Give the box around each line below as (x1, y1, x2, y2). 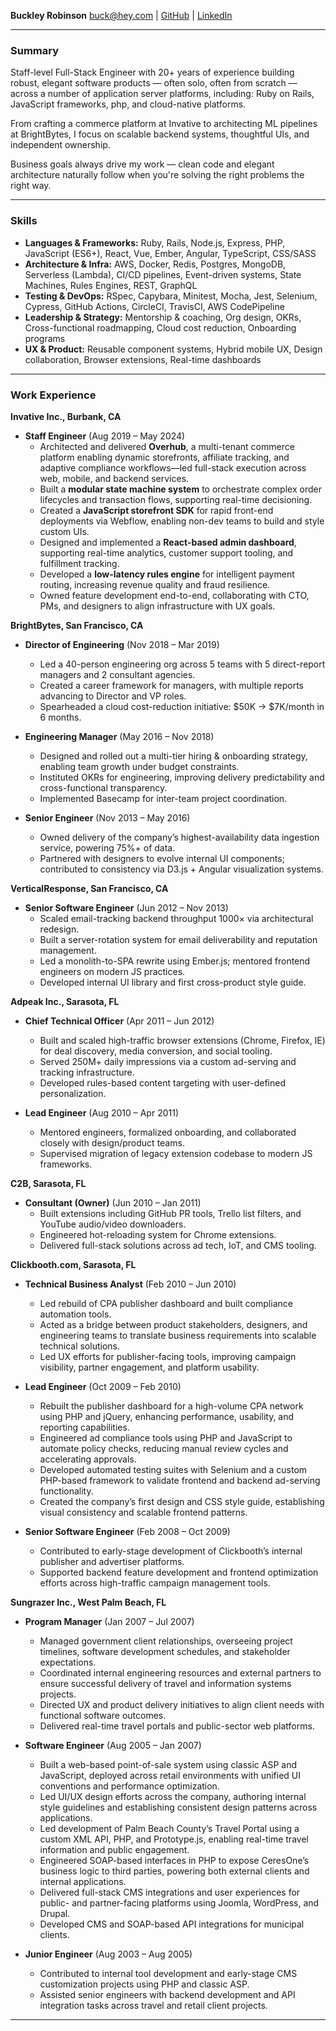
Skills (10, 214, 38, 228)
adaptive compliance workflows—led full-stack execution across (39, 461, 307, 474)
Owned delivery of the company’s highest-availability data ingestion (39, 831, 320, 843)
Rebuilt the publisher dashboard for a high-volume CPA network (39, 1400, 304, 1412)
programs (24, 332, 66, 344)
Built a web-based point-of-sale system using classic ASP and (39, 1758, 297, 1770)
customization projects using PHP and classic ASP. (39, 1978, 250, 1990)
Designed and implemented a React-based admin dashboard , (39, 536, 297, 548)
